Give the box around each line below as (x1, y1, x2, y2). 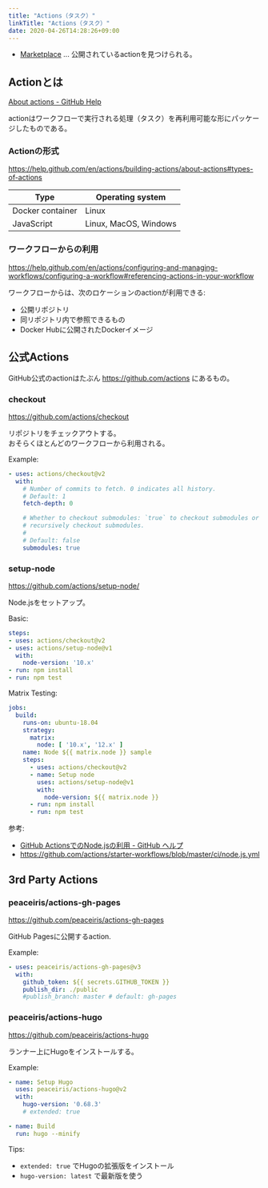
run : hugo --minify (15, 1130, 81, 1138)
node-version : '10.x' (22, 658, 94, 667)
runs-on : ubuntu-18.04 (22, 719, 98, 727)
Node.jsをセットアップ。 (8, 598, 90, 607)
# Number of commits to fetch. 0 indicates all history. (22, 485, 217, 493)
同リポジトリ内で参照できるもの (19, 314, 126, 324)
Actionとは (8, 75, 63, 89)
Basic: (8, 614, 29, 623)
